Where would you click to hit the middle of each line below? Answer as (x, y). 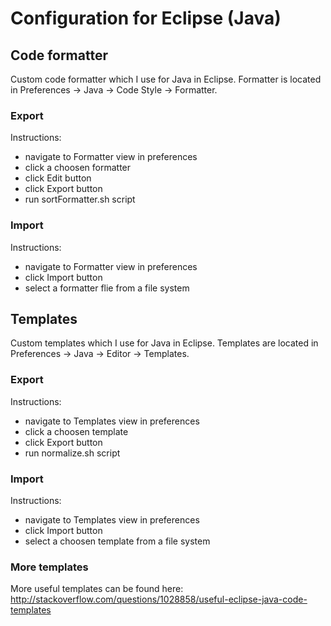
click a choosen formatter (78, 168)
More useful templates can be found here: (97, 589)
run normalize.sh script (72, 453)
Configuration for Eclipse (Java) (146, 18)
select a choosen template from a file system (117, 541)
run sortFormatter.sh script (80, 199)
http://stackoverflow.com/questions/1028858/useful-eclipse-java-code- (159, 599)
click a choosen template (76, 431)
